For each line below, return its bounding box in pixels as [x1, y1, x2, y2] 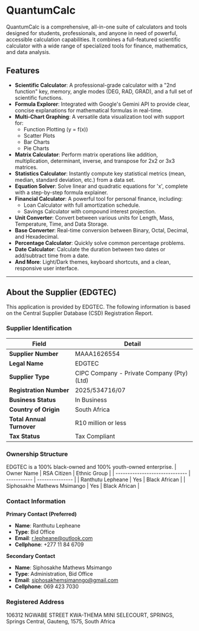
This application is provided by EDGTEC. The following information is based [6, 303, 191, 310]
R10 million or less [75, 418, 127, 427]
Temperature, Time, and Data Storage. [14, 220, 108, 228]
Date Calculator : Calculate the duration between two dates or [14, 245, 166, 253]
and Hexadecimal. [14, 233, 59, 240]
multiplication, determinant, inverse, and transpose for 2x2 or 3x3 [14, 157, 175, 164]
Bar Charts [23, 138, 50, 146]
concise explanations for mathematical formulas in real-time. [14, 106, 163, 113]
